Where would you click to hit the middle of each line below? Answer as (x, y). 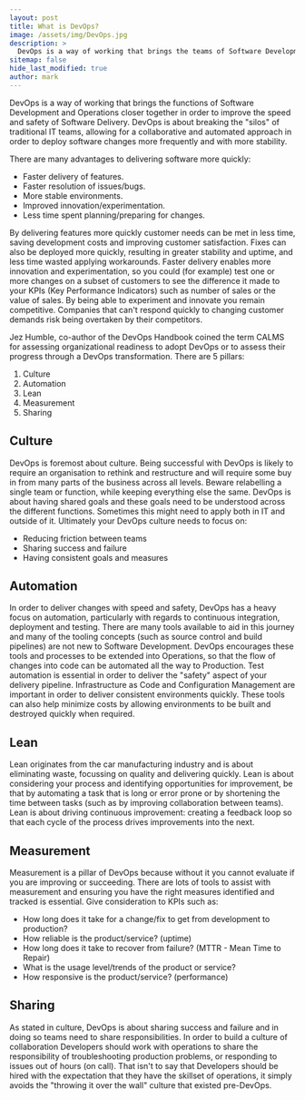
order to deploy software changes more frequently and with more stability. (148, 141)
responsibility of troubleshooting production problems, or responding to (143, 1056)
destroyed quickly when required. (72, 714)
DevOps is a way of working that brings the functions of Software (132, 103)
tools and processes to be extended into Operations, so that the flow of (143, 656)
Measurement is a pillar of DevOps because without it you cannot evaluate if (152, 873)
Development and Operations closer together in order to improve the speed (150, 112)
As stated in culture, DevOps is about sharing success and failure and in (144, 1027)
